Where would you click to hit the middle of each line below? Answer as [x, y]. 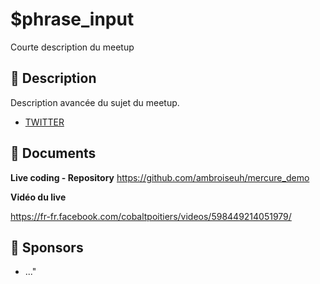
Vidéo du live [38, 197]
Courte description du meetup [72, 47]
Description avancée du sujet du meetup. [95, 102]
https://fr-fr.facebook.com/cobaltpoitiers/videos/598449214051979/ [151, 216]
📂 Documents [53, 153]
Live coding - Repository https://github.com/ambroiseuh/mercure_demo [160, 177]
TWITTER [44, 122]
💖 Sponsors [47, 247]
